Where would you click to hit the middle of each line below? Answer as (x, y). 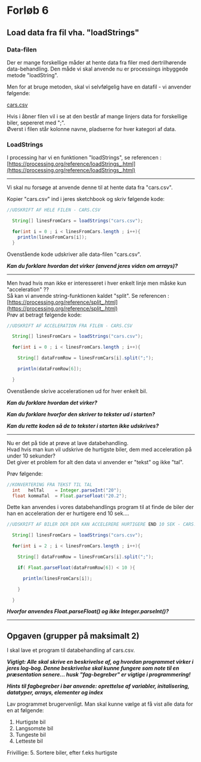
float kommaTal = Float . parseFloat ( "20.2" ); (70, 496)
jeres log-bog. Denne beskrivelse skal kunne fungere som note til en (93, 668)
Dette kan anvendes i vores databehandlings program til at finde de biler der (101, 507)
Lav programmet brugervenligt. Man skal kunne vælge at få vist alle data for (100, 704)
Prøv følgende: (25, 474)
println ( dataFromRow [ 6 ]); (50, 369)
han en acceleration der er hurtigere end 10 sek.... (68, 513)
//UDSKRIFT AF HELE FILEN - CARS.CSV (54, 210)
